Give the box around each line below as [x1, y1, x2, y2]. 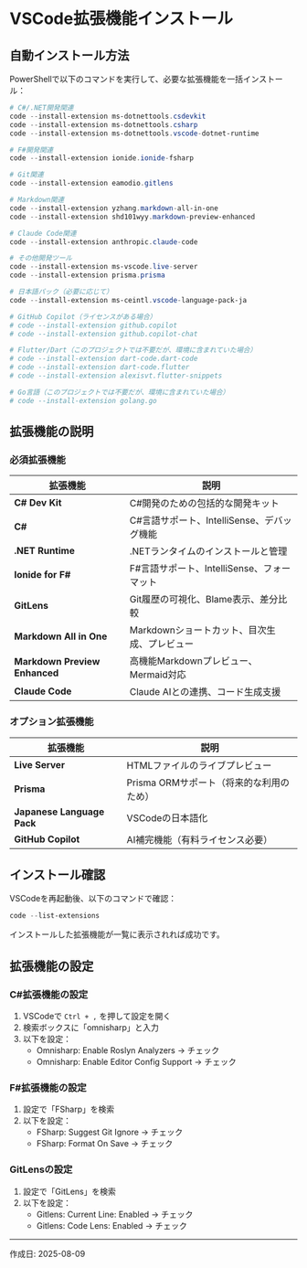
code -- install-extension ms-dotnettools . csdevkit [9, 112, 206, 121]
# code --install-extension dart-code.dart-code [9, 354, 198, 364]
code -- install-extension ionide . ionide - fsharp [9, 154, 195, 163]
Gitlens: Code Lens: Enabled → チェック [36, 1220, 187, 1231]
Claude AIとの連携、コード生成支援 [129, 686, 281, 698]
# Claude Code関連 [9, 229, 77, 238]
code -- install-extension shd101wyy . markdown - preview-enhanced [9, 212, 256, 221]
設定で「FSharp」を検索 [22, 1103, 115, 1115]
